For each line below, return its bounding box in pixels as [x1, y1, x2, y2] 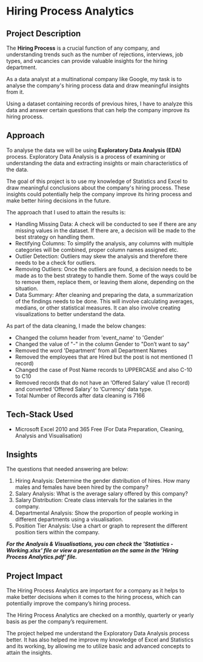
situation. [15, 285, 38, 292]
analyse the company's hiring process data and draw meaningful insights [6, 82, 190, 89]
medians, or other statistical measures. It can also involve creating [15, 304, 181, 311]
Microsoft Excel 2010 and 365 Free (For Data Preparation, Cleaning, [15, 425, 184, 432]
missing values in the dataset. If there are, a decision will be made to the [15, 227, 196, 234]
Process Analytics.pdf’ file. [6, 553, 78, 561]
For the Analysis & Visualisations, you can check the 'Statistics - [6, 540, 174, 548]
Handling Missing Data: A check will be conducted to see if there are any [15, 220, 197, 228]
